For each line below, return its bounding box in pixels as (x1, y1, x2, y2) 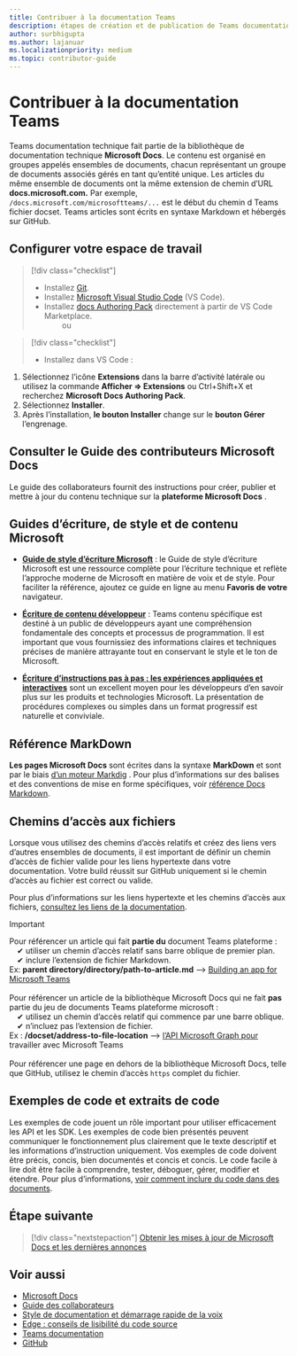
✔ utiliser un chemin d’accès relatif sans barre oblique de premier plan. (17, 946, 276, 955)
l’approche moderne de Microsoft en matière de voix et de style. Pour (21, 573, 276, 583)
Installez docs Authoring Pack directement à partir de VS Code (43, 300, 273, 311)
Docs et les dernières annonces (30, 1242, 148, 1252)
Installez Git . (43, 282, 90, 292)
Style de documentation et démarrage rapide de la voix (21, 1309, 224, 1321)
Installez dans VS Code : (43, 354, 133, 364)
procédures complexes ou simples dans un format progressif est (21, 701, 258, 712)
